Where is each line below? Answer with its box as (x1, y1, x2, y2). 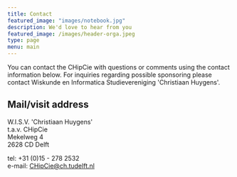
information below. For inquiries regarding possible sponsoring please (7, 70, 212, 79)
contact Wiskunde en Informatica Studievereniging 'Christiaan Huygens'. (7, 78, 221, 86)
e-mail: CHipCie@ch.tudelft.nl (7, 161, 95, 170)
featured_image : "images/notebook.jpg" (7, 17, 126, 24)
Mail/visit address (7, 99, 89, 111)
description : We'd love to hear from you (7, 23, 132, 31)
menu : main (7, 43, 40, 50)
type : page (7, 37, 40, 44)
